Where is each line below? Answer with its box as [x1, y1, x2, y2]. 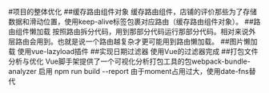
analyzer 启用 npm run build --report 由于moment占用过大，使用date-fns [8, 67, 250, 76]
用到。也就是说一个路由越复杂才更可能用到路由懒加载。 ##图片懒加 [35, 37, 258, 46]
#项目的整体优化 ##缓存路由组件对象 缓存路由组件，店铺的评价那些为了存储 [8, 7, 258, 16]
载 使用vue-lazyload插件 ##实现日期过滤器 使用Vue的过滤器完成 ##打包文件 [8, 47, 259, 56]
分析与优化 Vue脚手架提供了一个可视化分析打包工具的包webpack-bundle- [8, 56, 251, 66]
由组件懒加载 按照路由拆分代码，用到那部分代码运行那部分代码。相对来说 [8, 27, 249, 36]
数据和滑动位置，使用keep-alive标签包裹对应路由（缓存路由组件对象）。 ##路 [8, 17, 261, 26]
